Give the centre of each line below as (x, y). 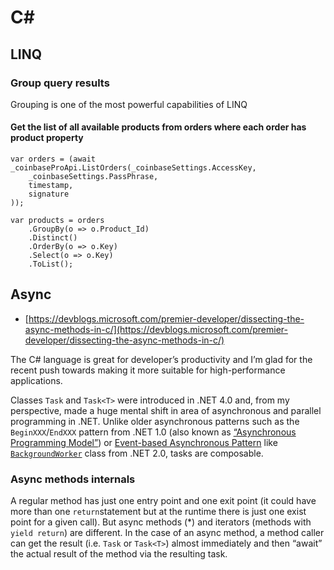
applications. (36, 380)
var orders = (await (53, 159)
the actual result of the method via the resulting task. (119, 554)
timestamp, (51, 186)
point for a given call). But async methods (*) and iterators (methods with (161, 522)
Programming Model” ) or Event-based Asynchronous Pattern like (144, 442)
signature (49, 194)
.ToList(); (51, 264)
